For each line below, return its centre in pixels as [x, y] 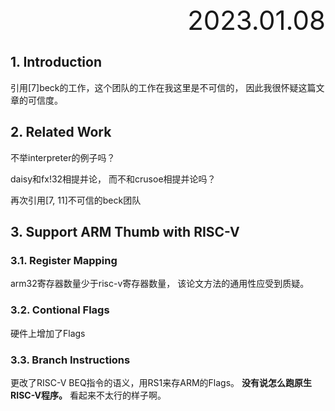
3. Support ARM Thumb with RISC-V [125, 232]
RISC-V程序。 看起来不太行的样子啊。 [88, 395]
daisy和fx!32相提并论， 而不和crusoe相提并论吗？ [113, 179]
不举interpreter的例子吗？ [63, 157]
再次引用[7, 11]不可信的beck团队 [76, 200]
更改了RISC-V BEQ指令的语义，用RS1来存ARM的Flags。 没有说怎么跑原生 [161, 382]
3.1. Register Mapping [64, 260]
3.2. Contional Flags [60, 310]
